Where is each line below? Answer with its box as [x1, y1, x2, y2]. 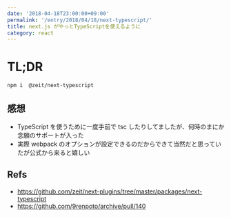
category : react [7, 29, 54, 37]
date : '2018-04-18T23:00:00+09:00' [7, 10, 110, 17]
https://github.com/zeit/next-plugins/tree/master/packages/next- [17, 187, 203, 196]
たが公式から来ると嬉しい [17, 148, 90, 156]
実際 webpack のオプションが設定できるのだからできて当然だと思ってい [17, 140, 222, 148]
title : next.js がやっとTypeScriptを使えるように [7, 23, 141, 30]
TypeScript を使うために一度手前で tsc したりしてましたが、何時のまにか [17, 122, 225, 131]
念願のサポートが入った [17, 131, 84, 139]
